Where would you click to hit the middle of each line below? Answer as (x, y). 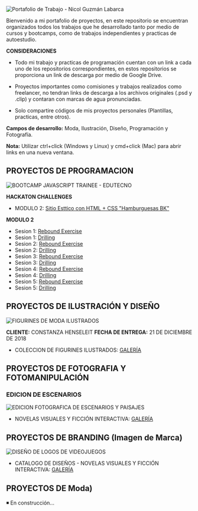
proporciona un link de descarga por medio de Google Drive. (88, 75)
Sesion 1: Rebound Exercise (48, 231)
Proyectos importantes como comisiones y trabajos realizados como (98, 86)
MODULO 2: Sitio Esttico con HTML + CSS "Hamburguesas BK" (92, 208)
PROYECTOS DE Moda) (49, 488)
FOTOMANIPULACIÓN (48, 378)
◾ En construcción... (30, 503)
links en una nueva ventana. (40, 152)
